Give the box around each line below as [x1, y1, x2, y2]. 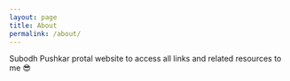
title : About [9, 21, 58, 30]
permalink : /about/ [9, 29, 82, 38]
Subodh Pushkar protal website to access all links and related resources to [9, 54, 282, 64]
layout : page [9, 12, 58, 22]
